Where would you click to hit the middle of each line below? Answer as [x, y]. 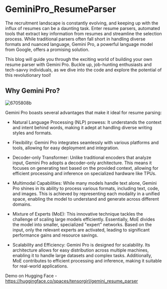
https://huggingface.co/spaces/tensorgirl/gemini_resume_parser [72, 281]
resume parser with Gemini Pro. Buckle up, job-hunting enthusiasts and [79, 64]
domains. [22, 204]
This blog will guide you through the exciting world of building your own [79, 59]
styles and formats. [32, 133]
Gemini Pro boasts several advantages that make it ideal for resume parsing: [83, 112]
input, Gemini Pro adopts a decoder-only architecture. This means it [82, 163]
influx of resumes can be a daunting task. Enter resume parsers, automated [83, 28]
